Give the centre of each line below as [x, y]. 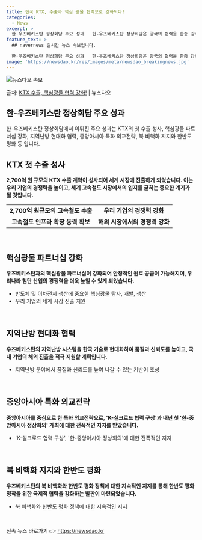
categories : [21, 17]
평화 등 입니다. [23, 144]
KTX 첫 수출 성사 [36, 164]
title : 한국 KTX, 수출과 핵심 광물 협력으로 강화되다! [66, 12]
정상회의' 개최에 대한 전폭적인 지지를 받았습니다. [83, 425]
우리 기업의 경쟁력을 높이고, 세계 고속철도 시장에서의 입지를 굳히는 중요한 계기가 [98, 188]
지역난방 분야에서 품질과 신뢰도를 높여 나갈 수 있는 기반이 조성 [87, 369]
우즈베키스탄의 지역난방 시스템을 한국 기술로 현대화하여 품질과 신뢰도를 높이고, [97, 349]
